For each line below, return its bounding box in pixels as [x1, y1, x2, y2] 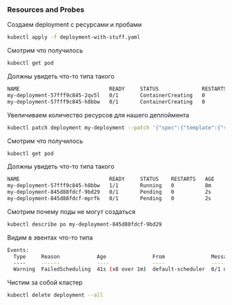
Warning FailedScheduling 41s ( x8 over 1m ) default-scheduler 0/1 [13, 266, 221, 273]
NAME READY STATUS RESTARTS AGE [7, 176, 215, 183]
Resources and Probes [7, 5, 85, 14]
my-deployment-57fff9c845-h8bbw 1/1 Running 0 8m [7, 182, 212, 189]
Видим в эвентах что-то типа [7, 233, 93, 242]
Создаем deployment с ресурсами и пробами [7, 21, 142, 29]
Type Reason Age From [13, 253, 166, 260]
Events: [7, 246, 30, 253]
